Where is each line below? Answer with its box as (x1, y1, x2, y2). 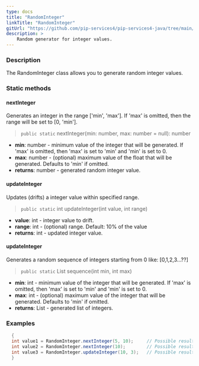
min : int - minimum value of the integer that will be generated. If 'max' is (14, 279, 191, 286)
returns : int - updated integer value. (14, 229, 103, 236)
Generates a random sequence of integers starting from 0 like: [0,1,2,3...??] (6, 256, 188, 263)
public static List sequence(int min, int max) (20, 267, 132, 274)
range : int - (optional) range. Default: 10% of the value (14, 223, 147, 230)
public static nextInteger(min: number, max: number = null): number (20, 130, 191, 137)
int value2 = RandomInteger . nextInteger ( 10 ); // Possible (11, 343, 176, 349)
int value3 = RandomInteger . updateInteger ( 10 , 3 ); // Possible (11, 349, 176, 355)
